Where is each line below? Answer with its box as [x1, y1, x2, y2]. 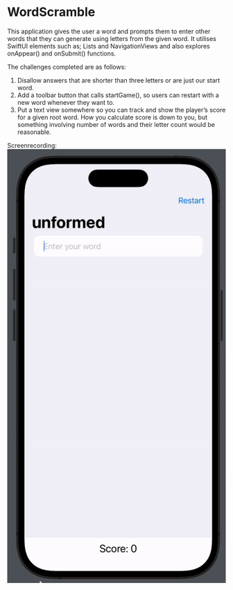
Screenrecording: [7, 141, 58, 149]
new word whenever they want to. [17, 98, 115, 106]
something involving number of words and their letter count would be [17, 120, 215, 128]
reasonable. [17, 128, 52, 136]
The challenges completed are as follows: [7, 62, 126, 71]
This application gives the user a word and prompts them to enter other [7, 27, 211, 35]
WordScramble [7, 4, 96, 20]
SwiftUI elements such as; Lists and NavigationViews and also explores [7, 42, 210, 50]
